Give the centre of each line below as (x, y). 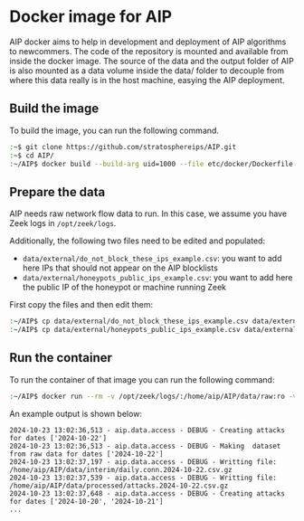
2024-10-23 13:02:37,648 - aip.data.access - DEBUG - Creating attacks (147, 493)
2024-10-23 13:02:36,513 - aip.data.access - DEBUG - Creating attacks (147, 430)
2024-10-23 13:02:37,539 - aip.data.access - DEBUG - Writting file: (143, 478)
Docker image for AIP (91, 17)
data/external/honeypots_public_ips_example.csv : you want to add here (157, 278)
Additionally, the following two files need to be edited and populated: (137, 241)
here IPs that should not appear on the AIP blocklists (120, 268)
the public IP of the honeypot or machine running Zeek (124, 288)
